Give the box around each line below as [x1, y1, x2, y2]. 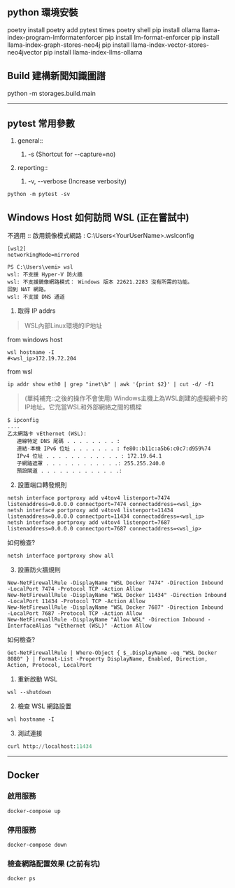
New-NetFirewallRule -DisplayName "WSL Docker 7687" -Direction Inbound [7, 604, 224, 611]
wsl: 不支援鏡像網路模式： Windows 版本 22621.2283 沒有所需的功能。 [7, 279, 193, 286]
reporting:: [17, 164, 48, 172]
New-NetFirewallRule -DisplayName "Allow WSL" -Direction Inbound [7, 616, 205, 623]
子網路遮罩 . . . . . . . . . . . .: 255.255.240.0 [16, 460, 166, 467]
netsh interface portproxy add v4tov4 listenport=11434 [7, 507, 173, 514]
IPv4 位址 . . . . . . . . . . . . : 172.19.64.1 [16, 453, 162, 460]
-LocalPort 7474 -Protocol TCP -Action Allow [7, 586, 142, 593]
